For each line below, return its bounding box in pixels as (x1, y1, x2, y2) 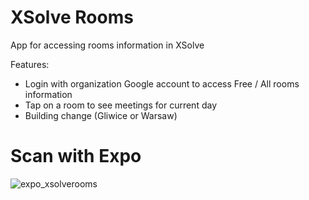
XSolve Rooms (10, 6, 134, 29)
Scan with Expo (10, 145, 142, 168)
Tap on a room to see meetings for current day (24, 99, 218, 111)
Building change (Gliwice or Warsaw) (24, 109, 178, 121)
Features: (10, 58, 50, 70)
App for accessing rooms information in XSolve (10, 39, 205, 51)
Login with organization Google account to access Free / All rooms (24, 77, 300, 90)
